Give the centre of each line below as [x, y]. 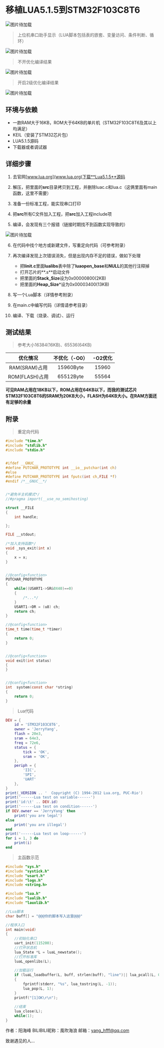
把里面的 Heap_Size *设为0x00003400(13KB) [64, 284]
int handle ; [26, 517]
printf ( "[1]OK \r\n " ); [36, 998]
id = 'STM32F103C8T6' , [37, 725]
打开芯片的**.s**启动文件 [45, 272]
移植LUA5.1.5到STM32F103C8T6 [73, 10]
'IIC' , [30, 770]
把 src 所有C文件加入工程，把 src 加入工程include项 [62, 214]
